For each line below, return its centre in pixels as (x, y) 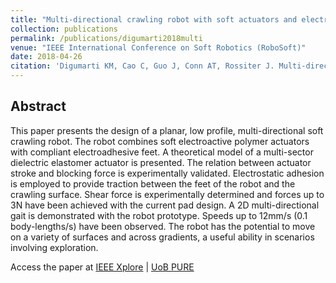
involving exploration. (54, 247)
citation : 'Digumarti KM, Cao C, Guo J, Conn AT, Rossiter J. (142, 66)
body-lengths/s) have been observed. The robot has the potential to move (163, 226)
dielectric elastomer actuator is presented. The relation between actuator (161, 162)
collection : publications (64, 29)
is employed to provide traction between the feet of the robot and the (153, 183)
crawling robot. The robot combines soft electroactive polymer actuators (160, 141)
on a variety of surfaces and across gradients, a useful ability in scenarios (162, 237)
